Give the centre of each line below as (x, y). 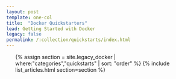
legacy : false (24, 34)
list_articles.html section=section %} (60, 70)
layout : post (23, 12)
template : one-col (29, 17)
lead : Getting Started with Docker (51, 29)
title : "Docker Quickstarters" (47, 23)
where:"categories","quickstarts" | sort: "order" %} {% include (92, 63)
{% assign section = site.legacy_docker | (65, 57)
